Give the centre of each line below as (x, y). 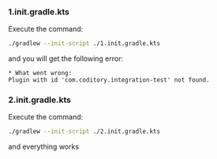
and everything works (44, 147)
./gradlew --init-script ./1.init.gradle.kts (84, 44)
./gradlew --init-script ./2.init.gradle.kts (84, 132)
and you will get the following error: (66, 59)
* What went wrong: (40, 74)
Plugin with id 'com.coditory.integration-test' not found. (109, 80)
